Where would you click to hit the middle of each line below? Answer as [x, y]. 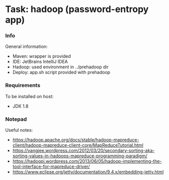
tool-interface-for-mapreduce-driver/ [51, 166]
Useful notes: [19, 130]
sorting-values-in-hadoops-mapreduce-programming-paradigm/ [80, 156]
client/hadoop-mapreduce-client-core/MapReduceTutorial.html [78, 145]
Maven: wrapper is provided [42, 56]
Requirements [23, 85]
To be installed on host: [29, 96]
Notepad [16, 119]
